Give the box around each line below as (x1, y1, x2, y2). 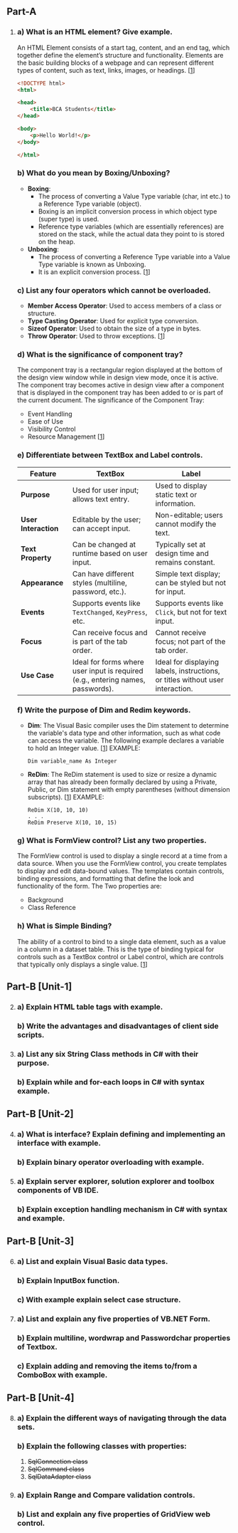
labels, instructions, (155, 666, 221, 676)
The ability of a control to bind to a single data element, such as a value (16, 937, 227, 946)
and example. (16, 1213, 65, 1223)
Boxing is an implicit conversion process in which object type (38, 206, 217, 216)
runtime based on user (72, 548, 148, 558)
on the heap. (38, 237, 75, 246)
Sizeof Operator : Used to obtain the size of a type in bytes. (27, 324, 202, 333)
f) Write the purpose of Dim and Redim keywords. (16, 705, 191, 715)
